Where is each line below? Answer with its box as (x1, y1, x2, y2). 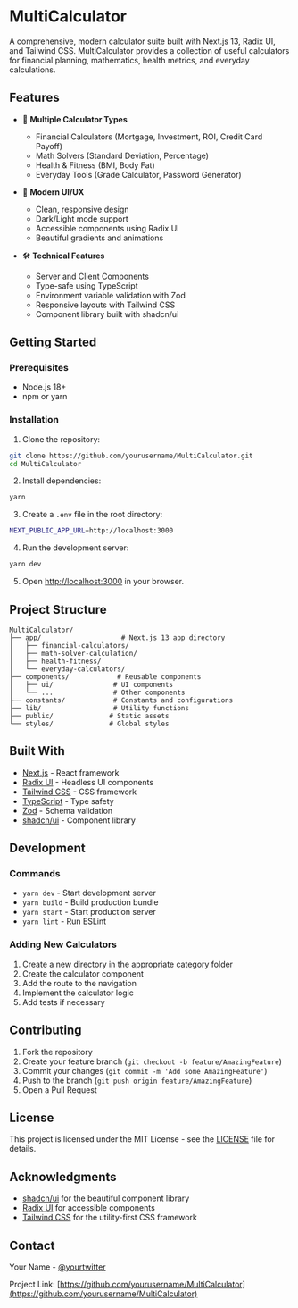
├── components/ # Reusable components (9, 672, 202, 681)
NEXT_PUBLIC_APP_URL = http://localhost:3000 (9, 526, 174, 535)
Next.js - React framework (21, 767, 120, 778)
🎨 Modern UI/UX (21, 186, 85, 197)
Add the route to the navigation (21, 977, 137, 988)
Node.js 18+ (21, 381, 67, 392)
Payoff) (35, 140, 63, 151)
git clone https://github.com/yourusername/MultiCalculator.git (9, 451, 253, 460)
